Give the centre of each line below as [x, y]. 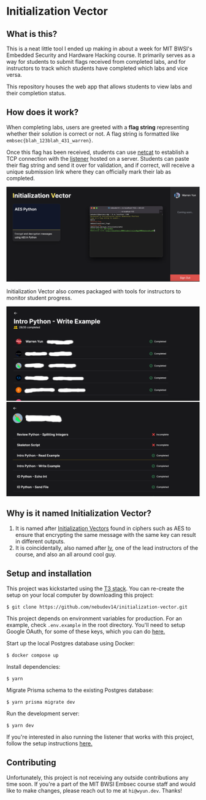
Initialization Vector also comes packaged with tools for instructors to [94, 291]
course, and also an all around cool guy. [66, 554]
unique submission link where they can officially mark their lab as [89, 171]
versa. [14, 75]
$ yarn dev [20, 725]
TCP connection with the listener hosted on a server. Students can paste [98, 158]
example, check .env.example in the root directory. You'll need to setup [96, 625]
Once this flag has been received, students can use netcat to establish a [97, 152]
